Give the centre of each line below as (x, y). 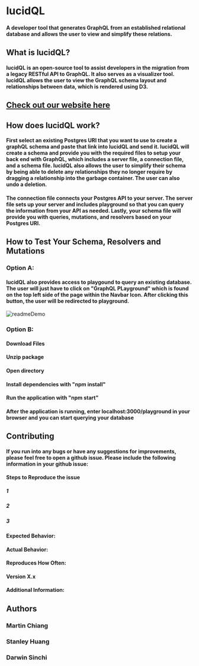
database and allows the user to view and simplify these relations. (89, 34)
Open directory (25, 370)
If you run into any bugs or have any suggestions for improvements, (91, 451)
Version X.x (21, 577)
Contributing (30, 436)
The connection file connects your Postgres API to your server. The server (99, 198)
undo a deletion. (27, 184)
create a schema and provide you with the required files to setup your (93, 153)
